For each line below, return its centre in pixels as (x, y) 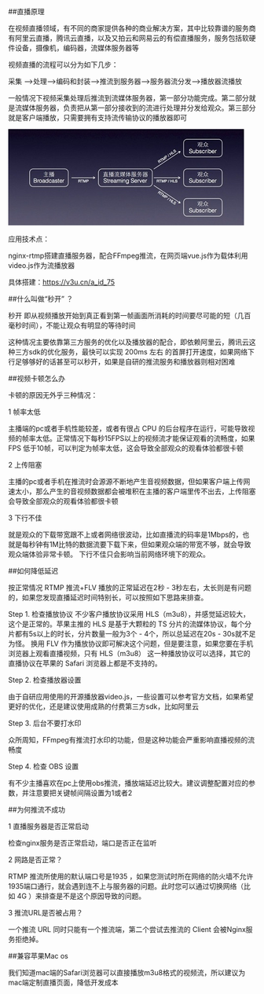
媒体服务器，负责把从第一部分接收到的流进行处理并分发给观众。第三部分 (139, 108)
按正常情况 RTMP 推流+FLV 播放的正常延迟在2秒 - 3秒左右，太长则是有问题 (130, 587)
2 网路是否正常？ (35, 860)
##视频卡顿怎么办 (37, 378)
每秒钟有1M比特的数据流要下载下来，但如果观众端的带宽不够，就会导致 (136, 544)
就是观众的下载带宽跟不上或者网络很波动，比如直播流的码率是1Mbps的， (125, 534)
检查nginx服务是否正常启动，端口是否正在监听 (82, 843)
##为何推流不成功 (37, 809)
